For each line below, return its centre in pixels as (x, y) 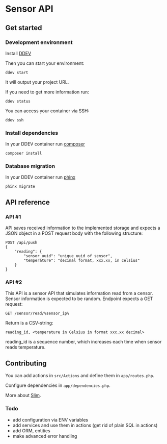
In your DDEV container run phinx (40, 177)
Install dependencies (32, 133)
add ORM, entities (31, 430)
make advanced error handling (45, 436)
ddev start (17, 72)
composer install (24, 154)
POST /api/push (21, 243)
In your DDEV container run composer (45, 144)
